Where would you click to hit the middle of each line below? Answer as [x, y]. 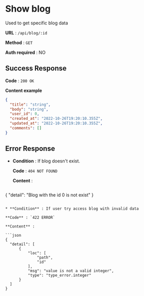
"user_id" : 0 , [25, 114]
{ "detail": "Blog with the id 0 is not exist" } [50, 195]
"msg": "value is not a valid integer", [71, 271]
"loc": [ [37, 253]
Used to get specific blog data [37, 23]
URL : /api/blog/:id [26, 32]
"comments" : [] [26, 128]
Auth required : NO [26, 52]
